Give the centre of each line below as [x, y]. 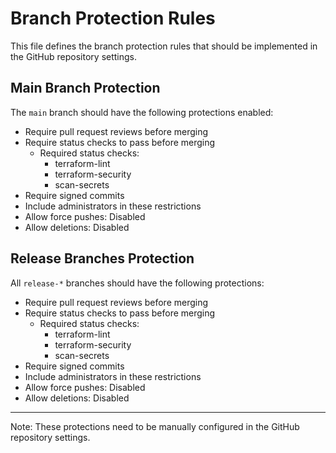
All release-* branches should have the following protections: [137, 283]
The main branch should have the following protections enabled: [142, 112]
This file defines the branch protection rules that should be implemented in [164, 46]
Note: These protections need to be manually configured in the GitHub [155, 426]
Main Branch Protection [85, 88]
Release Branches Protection [102, 258]
